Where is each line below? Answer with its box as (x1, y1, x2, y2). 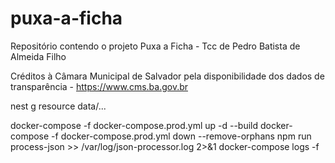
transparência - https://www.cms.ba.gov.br (10, 80, 189, 92)
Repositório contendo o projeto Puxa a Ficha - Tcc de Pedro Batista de (10, 40, 301, 52)
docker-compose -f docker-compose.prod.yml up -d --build (10, 119, 259, 131)
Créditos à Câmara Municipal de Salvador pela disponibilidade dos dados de (10, 70, 325, 82)
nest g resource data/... (10, 100, 107, 112)
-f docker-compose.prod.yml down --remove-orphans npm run (51, 130, 312, 142)
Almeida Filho (10, 50, 67, 62)
